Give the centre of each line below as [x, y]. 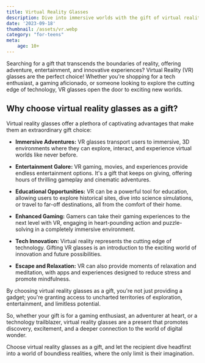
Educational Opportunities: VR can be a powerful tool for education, [102, 191]
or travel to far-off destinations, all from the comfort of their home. [98, 204]
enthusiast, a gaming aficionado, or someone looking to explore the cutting [101, 82]
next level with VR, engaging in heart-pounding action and [88, 222]
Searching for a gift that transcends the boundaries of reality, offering [94, 63]
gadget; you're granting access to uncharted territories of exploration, [94, 297]
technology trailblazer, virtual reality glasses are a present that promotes [97, 322]
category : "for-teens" [35, 35]
